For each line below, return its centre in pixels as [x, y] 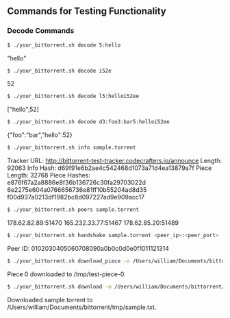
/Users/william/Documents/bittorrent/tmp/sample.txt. [82, 307]
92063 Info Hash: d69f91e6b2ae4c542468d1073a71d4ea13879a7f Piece [110, 168]
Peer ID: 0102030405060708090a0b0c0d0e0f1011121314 [88, 248]
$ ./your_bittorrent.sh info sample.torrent [72, 148]
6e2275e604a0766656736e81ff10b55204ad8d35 [77, 190]
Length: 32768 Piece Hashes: [49, 175]
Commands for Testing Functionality [87, 11]
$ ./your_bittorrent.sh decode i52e [59, 71]
